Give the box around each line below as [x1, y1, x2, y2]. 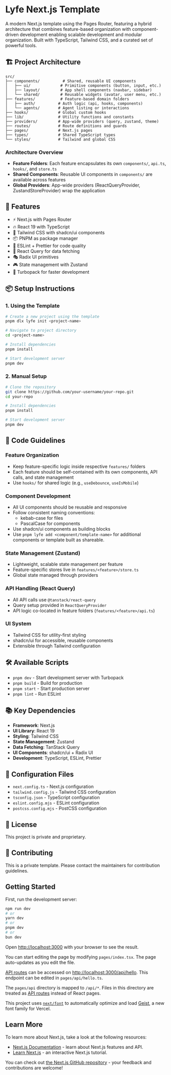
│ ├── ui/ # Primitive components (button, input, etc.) [5, 83, 161, 88]
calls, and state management [12, 474, 74, 480]
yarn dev [5, 916, 24, 921]
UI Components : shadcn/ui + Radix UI [12, 749, 93, 756]
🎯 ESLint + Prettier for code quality [12, 242, 86, 249]
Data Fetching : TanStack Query [12, 744, 80, 751]
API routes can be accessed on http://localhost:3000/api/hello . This [5, 969, 148, 975]
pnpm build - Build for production [12, 680, 83, 686]
